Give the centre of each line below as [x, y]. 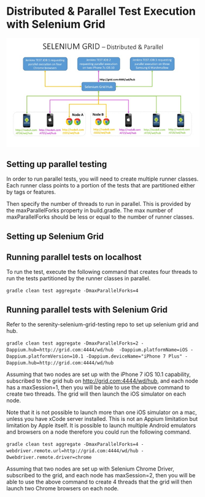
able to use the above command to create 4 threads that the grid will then [99, 482]
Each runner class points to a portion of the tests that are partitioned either [101, 186]
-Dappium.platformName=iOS [153, 350]
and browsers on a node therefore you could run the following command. [99, 432]
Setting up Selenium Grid [55, 236]
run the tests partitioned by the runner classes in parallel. [79, 278]
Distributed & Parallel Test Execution [101, 11]
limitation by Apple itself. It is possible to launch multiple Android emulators [101, 426]
